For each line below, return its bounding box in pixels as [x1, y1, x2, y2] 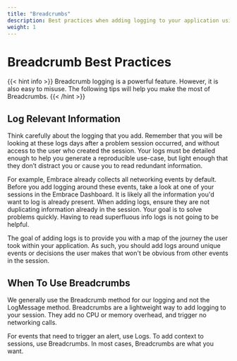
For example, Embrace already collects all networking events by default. [7, 175, 217, 184]
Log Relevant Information [7, 112, 121, 124]
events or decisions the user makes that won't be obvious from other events [7, 249, 229, 258]
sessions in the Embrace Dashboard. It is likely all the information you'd [7, 190, 215, 199]
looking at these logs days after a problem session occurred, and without [7, 139, 220, 148]
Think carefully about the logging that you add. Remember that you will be [7, 131, 223, 140]
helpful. [7, 220, 30, 229]
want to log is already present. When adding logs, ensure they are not [7, 198, 210, 206]
